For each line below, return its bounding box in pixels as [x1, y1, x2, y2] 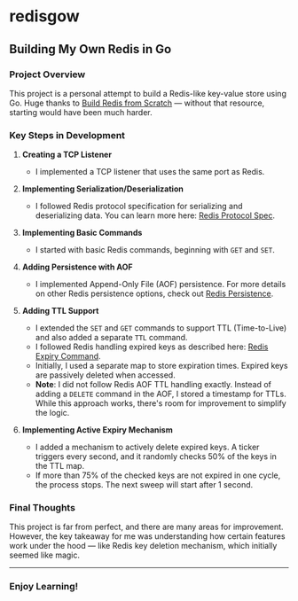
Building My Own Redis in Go [9, 42, 172, 57]
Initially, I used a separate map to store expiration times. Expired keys [35, 361, 288, 371]
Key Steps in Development [9, 129, 126, 141]
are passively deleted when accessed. [35, 370, 176, 380]
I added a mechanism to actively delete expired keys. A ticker [35, 441, 260, 453]
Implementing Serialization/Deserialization [21, 183, 184, 194]
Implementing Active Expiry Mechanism [21, 425, 173, 435]
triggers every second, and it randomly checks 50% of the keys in [35, 451, 277, 462]
